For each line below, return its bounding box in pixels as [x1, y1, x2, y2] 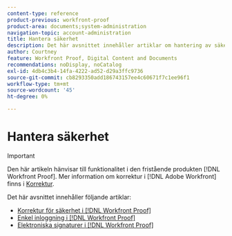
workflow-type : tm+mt [7, 81, 70, 87]
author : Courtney [7, 49, 57, 56]
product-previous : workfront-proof [7, 17, 110, 23]
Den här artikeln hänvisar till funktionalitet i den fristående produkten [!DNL [7, 164, 221, 173]
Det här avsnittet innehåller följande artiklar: [7, 193, 132, 201]
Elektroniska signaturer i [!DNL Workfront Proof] [17, 221, 154, 229]
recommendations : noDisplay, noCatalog [7, 61, 122, 68]
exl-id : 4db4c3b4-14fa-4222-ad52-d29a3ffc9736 [7, 67, 144, 74]
